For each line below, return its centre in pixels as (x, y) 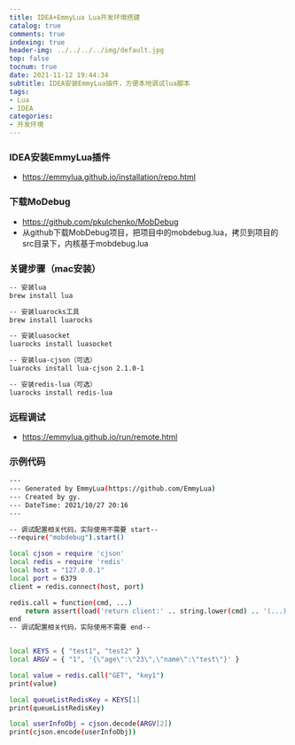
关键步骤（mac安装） (55, 269)
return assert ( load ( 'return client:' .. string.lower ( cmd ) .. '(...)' (158, 611)
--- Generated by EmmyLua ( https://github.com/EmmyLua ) (113, 489)
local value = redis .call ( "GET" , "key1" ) (87, 675)
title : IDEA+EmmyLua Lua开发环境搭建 (75, 17)
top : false (29, 59)
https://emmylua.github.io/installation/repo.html (109, 177)
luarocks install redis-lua (61, 392)
